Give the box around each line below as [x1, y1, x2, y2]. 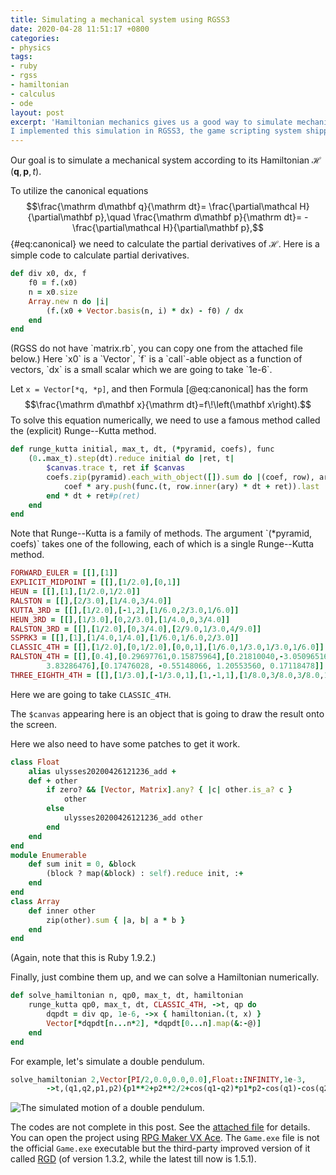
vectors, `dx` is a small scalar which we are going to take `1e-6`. [10, 364, 273, 376]
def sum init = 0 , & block [28, 859, 137, 870]
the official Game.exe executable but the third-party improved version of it [10, 1142, 311, 1155]
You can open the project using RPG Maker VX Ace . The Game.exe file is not [10, 1132, 320, 1144]
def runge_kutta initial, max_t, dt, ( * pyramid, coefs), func [10, 444, 275, 455]
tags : [10, 52, 33, 62]
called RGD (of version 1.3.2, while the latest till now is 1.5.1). [10, 1153, 257, 1165]
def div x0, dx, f [10, 269, 87, 279]
